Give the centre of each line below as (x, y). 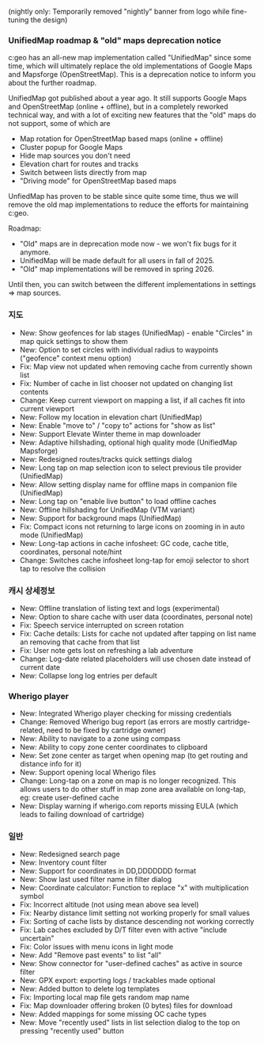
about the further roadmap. (53, 83)
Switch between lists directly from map (83, 173)
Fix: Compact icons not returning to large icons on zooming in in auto (132, 526)
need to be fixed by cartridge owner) (106, 730)
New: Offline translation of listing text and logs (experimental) (119, 608)
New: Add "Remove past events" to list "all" (91, 955)
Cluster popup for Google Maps (71, 147)
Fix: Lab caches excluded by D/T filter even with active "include (123, 930)
